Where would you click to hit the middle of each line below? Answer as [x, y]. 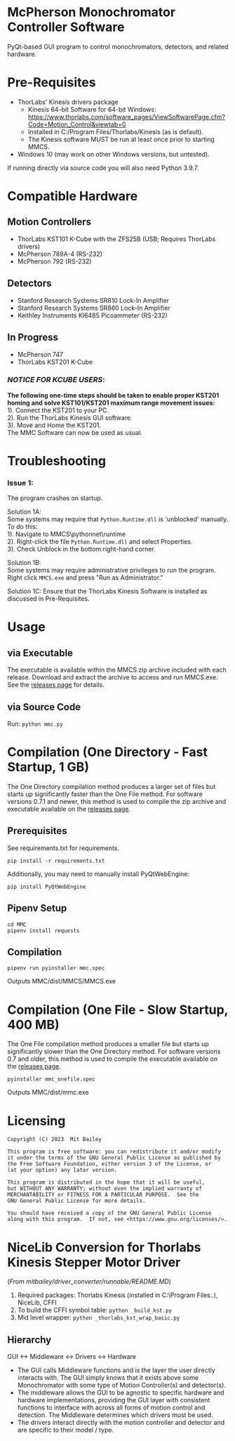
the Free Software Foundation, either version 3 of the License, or [109, 1164]
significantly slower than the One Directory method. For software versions [114, 1052]
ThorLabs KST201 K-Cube [55, 362]
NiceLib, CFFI [37, 1303]
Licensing [36, 1121]
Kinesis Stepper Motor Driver [94, 1262]
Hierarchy [29, 1339]
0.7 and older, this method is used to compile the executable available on [113, 1059]
